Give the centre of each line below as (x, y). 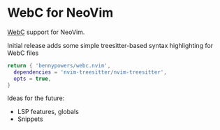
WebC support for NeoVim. (46, 32)
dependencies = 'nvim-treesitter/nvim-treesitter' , (90, 72)
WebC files (23, 53)
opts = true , (32, 79)
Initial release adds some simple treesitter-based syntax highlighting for (110, 45)
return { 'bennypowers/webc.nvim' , (59, 65)
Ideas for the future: (36, 98)
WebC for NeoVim (60, 13)
